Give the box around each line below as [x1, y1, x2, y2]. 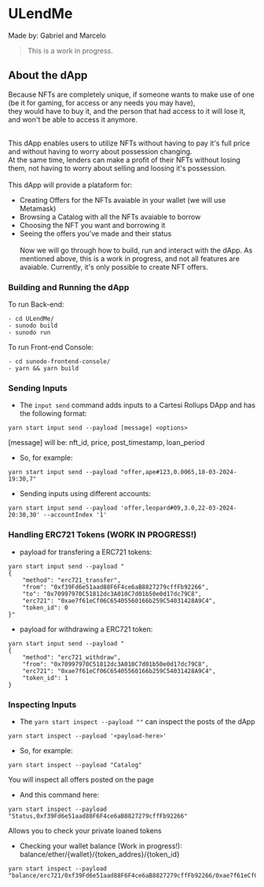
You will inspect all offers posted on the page [8, 775, 155, 784]
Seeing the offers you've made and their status [19, 229, 172, 238]
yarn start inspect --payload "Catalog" [8, 760, 143, 769]
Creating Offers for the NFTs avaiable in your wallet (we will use [19, 195, 226, 204]
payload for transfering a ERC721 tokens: [19, 547, 152, 557]
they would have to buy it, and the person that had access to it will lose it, [8, 106, 246, 116]
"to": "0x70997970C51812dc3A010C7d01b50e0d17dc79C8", [22, 590, 202, 598]
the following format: [19, 409, 87, 418]
